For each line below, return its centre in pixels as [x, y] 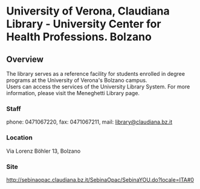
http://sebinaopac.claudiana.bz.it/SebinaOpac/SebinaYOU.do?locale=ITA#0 [100, 179]
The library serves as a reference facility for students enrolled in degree [96, 74]
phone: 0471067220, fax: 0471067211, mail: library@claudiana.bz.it [89, 122]
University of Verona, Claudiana [88, 11]
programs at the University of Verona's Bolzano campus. [77, 80]
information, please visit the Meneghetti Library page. [73, 93]
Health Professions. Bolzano [79, 37]
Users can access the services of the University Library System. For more [98, 87]
